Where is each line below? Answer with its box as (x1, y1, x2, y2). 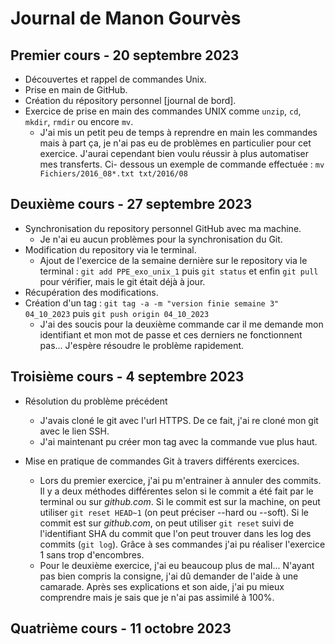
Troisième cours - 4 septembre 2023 (10, 368, 245, 386)
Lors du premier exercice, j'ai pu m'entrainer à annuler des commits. (39, 474, 322, 486)
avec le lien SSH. (39, 425, 110, 437)
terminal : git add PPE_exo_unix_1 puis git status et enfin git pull (39, 265, 319, 277)
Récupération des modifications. (24, 286, 159, 298)
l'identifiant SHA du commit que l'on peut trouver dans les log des (39, 527, 312, 539)
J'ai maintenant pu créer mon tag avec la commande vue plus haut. (39, 435, 318, 447)
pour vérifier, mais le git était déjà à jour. (39, 275, 206, 287)
